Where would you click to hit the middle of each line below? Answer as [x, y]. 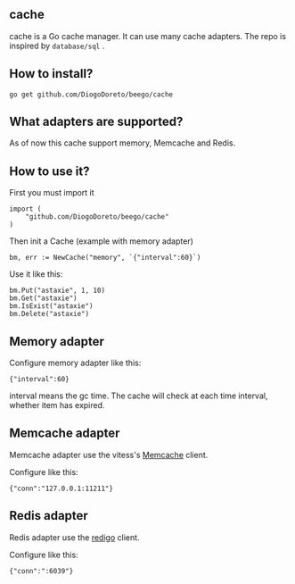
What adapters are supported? [96, 122]
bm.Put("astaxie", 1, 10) [57, 291]
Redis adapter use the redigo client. [74, 537]
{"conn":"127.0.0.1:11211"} [61, 488]
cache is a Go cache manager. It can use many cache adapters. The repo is [148, 36]
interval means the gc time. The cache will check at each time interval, [139, 396]
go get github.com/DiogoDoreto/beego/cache [91, 94]
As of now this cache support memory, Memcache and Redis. [123, 143]
